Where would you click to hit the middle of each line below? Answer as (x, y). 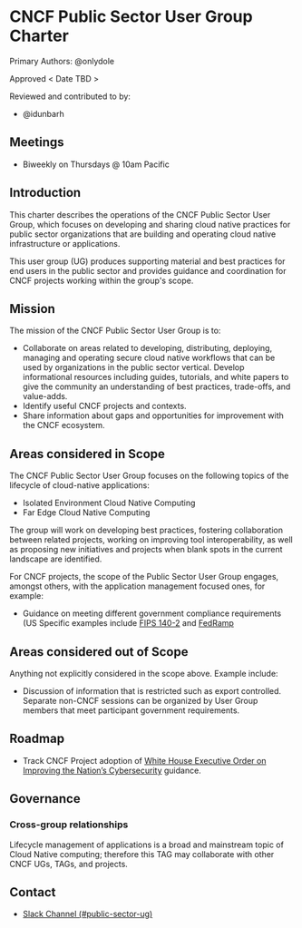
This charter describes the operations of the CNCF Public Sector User (140, 214)
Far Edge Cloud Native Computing (86, 513)
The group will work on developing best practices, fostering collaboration (146, 530)
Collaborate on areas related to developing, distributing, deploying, (147, 348)
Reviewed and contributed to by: (70, 96)
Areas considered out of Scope (99, 652)
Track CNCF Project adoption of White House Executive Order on (144, 760)
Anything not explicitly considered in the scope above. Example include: (144, 674)
